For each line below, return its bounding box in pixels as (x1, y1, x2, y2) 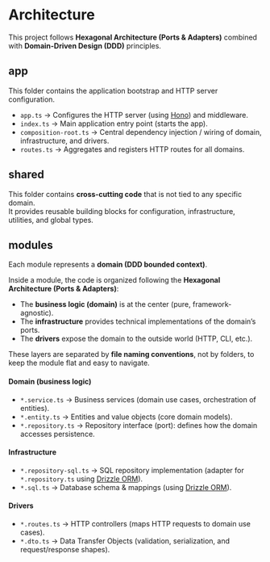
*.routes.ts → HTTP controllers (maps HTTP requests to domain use (19, 518, 251, 528)
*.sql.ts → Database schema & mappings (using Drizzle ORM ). (19, 482, 232, 492)
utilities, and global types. (8, 215, 94, 224)
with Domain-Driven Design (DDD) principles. (8, 40, 161, 50)
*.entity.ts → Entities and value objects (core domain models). (19, 412, 233, 421)
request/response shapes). (19, 544, 110, 554)
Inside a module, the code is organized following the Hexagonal (8, 275, 221, 285)
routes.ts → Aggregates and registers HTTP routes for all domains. (19, 144, 245, 154)
